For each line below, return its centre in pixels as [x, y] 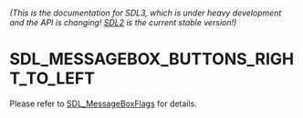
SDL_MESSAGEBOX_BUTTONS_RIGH [152, 59]
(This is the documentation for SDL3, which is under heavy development [146, 13]
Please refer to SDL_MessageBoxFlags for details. [104, 103]
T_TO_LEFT [52, 78]
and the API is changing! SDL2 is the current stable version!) [123, 22]
